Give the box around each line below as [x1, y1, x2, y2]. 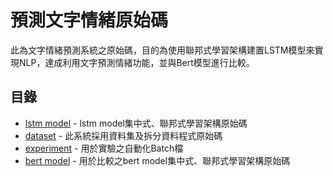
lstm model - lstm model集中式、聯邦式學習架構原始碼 [24, 117, 248, 129]
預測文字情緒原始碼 [10, 9, 169, 32]
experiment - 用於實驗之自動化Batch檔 [24, 142, 184, 154]
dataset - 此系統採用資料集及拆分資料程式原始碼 [24, 129, 223, 141]
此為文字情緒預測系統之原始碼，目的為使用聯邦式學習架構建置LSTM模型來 [10, 44, 315, 56]
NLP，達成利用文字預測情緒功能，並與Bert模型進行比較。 [18, 56, 255, 68]
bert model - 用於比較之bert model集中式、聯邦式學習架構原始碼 [24, 154, 291, 166]
